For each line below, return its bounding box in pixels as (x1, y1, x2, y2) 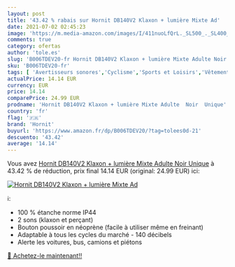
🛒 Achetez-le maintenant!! (7, 252, 83, 260)
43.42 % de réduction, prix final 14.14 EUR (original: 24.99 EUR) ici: (7, 167, 200, 175)
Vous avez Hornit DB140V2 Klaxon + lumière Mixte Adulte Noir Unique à (7, 159, 215, 168)
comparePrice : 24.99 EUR (7, 95, 80, 102)
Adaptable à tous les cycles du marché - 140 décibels (17, 231, 173, 239)
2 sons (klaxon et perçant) (17, 216, 94, 224)
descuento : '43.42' (7, 133, 64, 140)
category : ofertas (7, 43, 61, 50)
